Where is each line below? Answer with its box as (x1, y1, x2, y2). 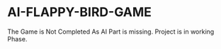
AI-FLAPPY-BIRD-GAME (7, 4, 152, 20)
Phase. (7, 34, 28, 43)
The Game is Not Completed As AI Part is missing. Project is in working (7, 27, 215, 36)
